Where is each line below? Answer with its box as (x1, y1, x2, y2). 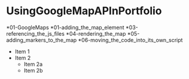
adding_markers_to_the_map (6, 36, 77, 43)
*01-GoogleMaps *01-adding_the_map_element (6, 24, 124, 31)
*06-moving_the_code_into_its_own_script (78, 36, 183, 43)
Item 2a (23, 61, 43, 68)
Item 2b (23, 67, 43, 74)
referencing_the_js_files (6, 30, 65, 37)
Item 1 (14, 48, 30, 55)
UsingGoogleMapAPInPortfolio (6, 4, 163, 18)
